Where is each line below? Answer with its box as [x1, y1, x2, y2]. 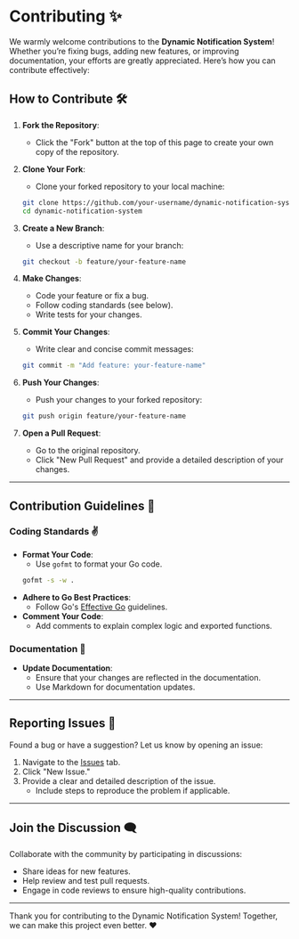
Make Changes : [21, 274, 82, 284]
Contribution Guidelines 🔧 [9, 498, 156, 513]
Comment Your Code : [21, 610, 104, 621]
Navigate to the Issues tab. [21, 756, 121, 767]
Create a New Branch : [21, 223, 105, 233]
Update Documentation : [21, 662, 113, 674]
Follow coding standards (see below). [35, 300, 174, 311]
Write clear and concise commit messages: [35, 344, 194, 355]
